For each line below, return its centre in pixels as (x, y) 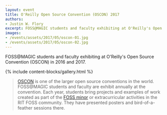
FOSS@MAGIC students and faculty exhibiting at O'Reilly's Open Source (79, 56)
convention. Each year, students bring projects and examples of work (89, 92)
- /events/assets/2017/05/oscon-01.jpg (47, 38)
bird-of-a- (144, 102)
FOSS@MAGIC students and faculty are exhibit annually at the (81, 86)
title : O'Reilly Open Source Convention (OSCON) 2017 (62, 14)
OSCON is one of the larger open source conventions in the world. (85, 81)
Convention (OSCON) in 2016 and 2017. (45, 62)
